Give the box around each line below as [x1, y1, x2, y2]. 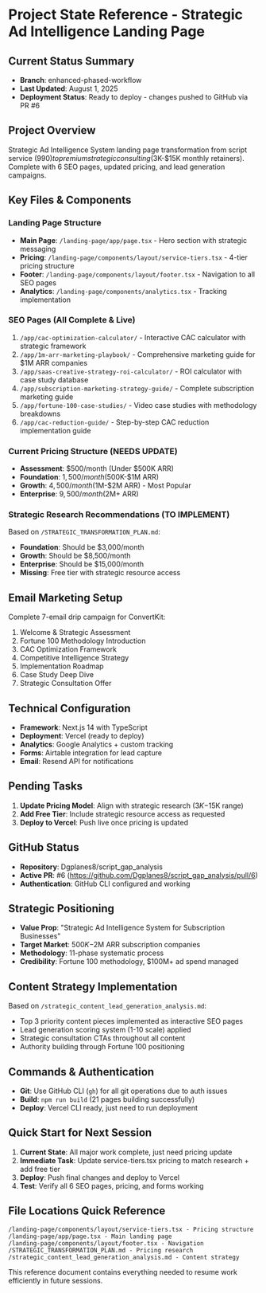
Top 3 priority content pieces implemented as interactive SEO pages [19, 1017, 244, 1026]
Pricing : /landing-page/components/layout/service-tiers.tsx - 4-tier [19, 253, 248, 262]
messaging [19, 244, 56, 253]
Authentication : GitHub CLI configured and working [19, 879, 191, 888]
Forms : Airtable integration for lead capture [19, 748, 163, 758]
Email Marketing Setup [8, 591, 123, 605]
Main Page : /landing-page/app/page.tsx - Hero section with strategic [19, 235, 248, 245]
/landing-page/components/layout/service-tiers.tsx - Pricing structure [8, 1225, 254, 1233]
